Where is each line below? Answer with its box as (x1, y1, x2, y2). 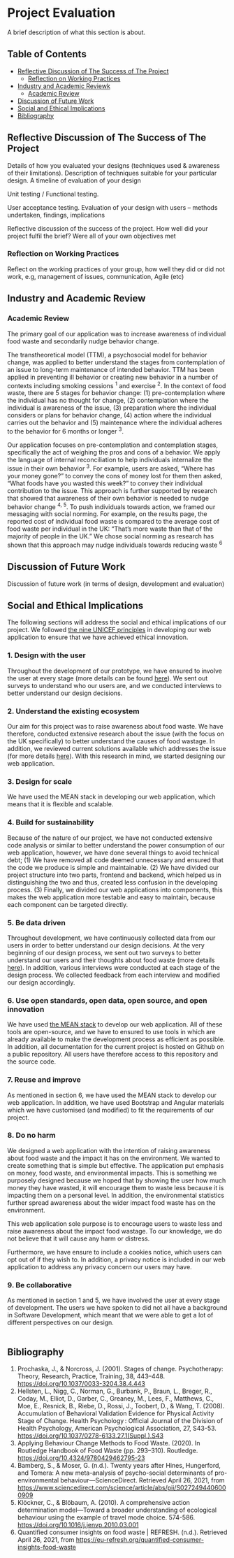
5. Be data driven (7, 917, 66, 927)
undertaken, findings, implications (7, 210, 105, 219)
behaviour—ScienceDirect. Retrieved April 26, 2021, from (60, 1475, 225, 1484)
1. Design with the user (7, 650, 86, 660)
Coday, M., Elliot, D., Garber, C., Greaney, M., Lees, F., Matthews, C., (17, 1394, 214, 1403)
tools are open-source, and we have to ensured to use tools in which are (7, 1028, 216, 1036)
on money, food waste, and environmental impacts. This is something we (7, 1168, 217, 1177)
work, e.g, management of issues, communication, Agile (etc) (7, 272, 184, 280)
